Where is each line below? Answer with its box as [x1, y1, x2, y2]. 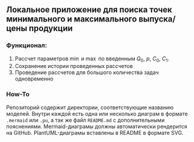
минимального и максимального [6, 14, 137, 24]
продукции [29, 23, 73, 33]
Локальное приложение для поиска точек [6, 5, 173, 15]
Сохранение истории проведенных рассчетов [14, 63, 133, 70]
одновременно [14, 75, 54, 82]
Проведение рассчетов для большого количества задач [14, 69, 159, 76]
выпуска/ [138, 14, 176, 24]
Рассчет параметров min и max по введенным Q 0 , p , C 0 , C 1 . [14, 55, 170, 63]
